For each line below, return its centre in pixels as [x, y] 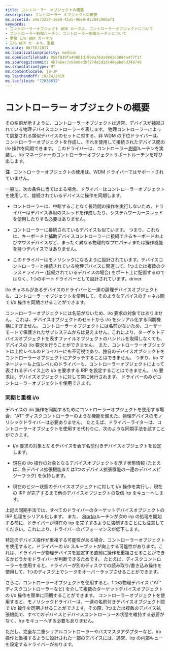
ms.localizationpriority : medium [41, 52]
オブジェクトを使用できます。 [63, 383]
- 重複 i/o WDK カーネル [29, 39]
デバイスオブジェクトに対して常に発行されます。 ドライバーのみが [88, 377]
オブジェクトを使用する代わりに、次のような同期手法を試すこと [98, 429]
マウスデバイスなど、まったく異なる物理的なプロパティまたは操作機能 [90, 242]
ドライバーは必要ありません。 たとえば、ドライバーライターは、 [90, 422]
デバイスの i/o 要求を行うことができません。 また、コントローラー [74, 345]
